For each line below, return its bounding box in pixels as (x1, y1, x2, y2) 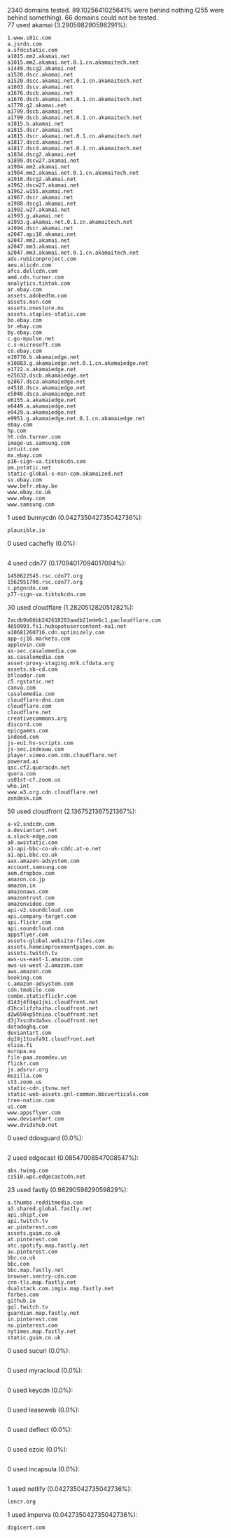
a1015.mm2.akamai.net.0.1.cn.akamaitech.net (7, 59, 139, 66)
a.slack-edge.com (7, 833, 58, 840)
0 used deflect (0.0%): (7, 1426, 73, 1433)
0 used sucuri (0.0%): (7, 1346, 70, 1355)
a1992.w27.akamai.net (7, 206, 71, 213)
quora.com (7, 770, 36, 777)
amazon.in (7, 882, 36, 889)
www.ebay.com (7, 495, 45, 502)
